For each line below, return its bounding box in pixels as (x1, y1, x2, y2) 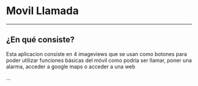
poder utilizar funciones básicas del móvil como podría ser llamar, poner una (6, 57, 192, 64)
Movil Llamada (6, 4, 79, 18)
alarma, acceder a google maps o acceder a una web (6, 63, 136, 70)
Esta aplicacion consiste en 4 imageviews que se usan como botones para (6, 50, 187, 57)
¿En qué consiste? (6, 35, 75, 45)
